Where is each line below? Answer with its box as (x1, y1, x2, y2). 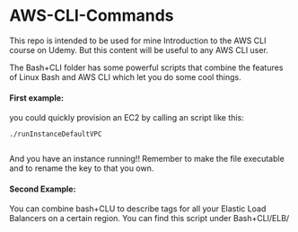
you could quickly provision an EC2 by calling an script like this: (9, 112, 244, 123)
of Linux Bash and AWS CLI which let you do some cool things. (9, 71, 241, 82)
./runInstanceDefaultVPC (9, 129, 102, 139)
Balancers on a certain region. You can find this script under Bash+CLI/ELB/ (9, 213, 290, 224)
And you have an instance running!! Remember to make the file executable (9, 154, 285, 165)
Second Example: (9, 183, 76, 194)
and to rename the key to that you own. (9, 163, 154, 174)
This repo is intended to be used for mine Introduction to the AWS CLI (9, 35, 267, 46)
